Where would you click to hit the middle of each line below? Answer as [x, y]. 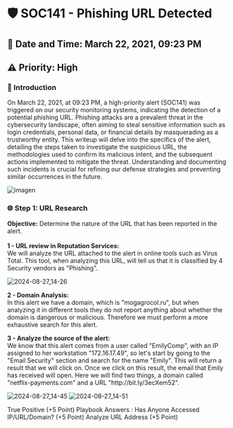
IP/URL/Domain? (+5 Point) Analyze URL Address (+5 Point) [93, 417]
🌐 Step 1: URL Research [48, 208]
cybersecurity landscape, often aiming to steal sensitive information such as [116, 125]
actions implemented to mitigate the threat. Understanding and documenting [117, 162]
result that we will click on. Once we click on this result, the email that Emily [115, 367]
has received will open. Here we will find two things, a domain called [105, 375]
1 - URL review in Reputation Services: [63, 245]
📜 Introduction [32, 87]
